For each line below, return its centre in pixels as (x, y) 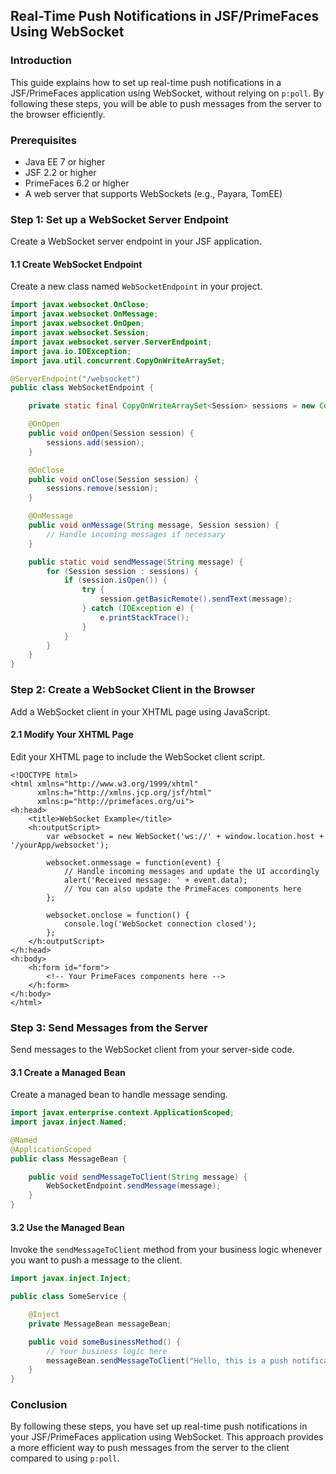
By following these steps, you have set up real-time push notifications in (159, 1426)
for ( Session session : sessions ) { (122, 571)
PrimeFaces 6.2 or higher (77, 183)
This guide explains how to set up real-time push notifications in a (146, 82)
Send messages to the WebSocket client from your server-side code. (152, 1050)
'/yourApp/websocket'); (60, 845)
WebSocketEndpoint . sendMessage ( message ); (134, 1186)
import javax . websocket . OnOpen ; (77, 324)
